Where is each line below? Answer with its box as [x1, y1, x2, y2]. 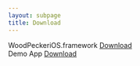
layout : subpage [8, 11, 61, 20]
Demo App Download [8, 49, 77, 58]
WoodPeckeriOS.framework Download [8, 40, 133, 49]
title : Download [8, 19, 61, 27]
